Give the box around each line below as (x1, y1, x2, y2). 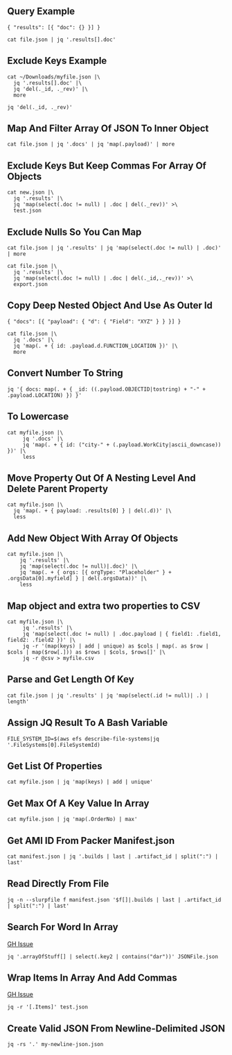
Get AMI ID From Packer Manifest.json (7, 834, 175, 846)
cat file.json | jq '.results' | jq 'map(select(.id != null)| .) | (7, 692, 209, 699)
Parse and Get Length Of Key (7, 673, 134, 686)
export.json (13, 281, 48, 288)
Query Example (7, 6, 75, 17)
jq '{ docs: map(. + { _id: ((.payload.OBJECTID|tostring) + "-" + (7, 385, 206, 393)
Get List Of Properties (7, 760, 102, 772)
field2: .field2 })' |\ (7, 636, 76, 643)
